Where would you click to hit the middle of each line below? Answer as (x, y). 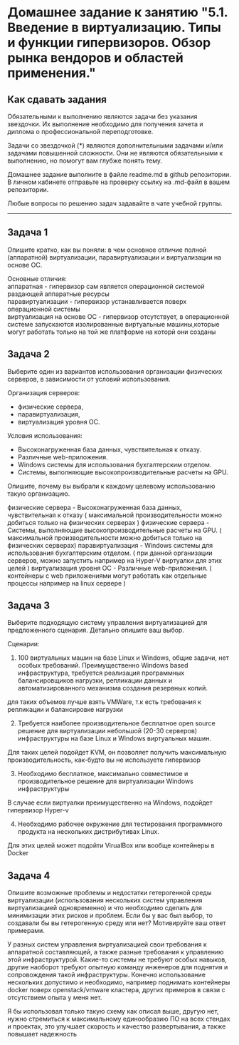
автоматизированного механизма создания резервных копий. (112, 688)
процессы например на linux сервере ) (67, 583)
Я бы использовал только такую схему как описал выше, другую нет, (113, 1011)
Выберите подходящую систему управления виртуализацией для (107, 623)
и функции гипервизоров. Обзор (109, 43)
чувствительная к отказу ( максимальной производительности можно (115, 515)
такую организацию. (39, 494)
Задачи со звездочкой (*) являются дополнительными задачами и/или (115, 146)
